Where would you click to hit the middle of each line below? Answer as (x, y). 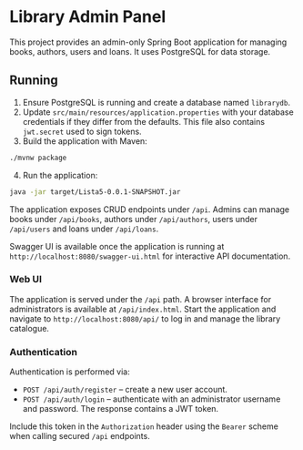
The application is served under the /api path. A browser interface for (140, 299)
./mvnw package (38, 158)
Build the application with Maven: (85, 141)
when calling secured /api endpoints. (80, 436)
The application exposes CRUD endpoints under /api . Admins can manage (150, 209)
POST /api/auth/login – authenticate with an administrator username (151, 399)
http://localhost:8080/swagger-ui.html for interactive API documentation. (150, 256)
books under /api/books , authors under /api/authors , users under (133, 219)
